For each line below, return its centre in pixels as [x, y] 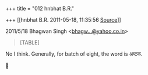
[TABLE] [30, 42]
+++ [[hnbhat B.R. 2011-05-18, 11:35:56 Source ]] [63, 20]
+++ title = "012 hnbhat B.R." [40, 8]
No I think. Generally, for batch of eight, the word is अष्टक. [74, 54]
